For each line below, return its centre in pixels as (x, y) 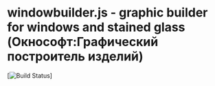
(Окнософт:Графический (83, 42)
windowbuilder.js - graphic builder (107, 13)
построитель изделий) (75, 57)
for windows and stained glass (96, 27)
